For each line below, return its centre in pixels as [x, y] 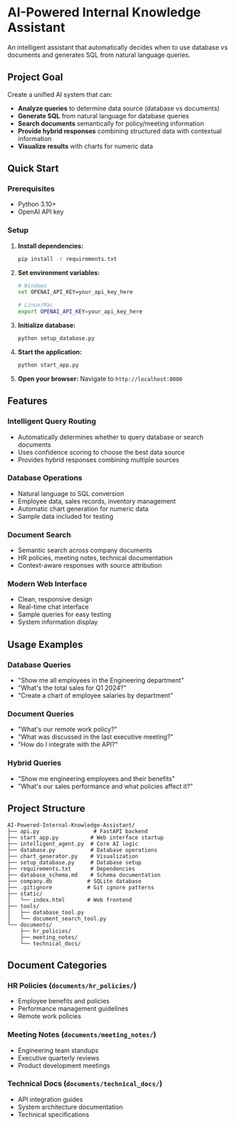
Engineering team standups [58, 1050]
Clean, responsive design [55, 599]
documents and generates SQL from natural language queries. [99, 55]
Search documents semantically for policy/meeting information [111, 123]
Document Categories [57, 965]
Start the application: [50, 352]
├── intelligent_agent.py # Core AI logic [73, 844]
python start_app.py [48, 365]
